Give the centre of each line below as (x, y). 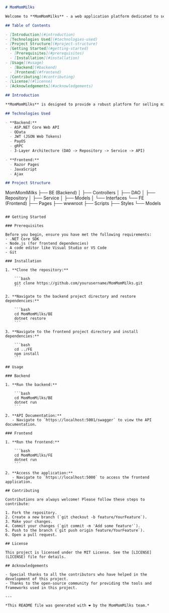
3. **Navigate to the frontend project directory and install (72, 332)
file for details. (47, 557)
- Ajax (17, 174)
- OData (18, 132)
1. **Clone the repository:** (37, 270)
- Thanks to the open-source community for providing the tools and (78, 583)
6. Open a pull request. (31, 535)
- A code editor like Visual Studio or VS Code (56, 248)
